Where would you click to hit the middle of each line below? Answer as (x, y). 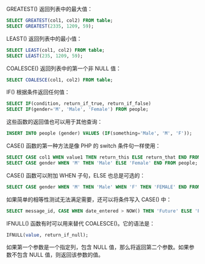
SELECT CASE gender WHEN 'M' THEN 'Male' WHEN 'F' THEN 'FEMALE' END (97, 187)
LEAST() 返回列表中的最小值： (44, 38)
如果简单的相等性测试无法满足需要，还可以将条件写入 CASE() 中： (89, 199)
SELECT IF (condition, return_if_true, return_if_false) (79, 104)
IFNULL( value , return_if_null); (47, 235)
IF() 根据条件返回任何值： (38, 92)
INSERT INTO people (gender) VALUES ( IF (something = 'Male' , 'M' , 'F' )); (99, 134)
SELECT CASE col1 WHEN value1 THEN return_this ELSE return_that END (97, 157)
